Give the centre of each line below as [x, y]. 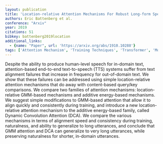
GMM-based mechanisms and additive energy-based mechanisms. [88, 95]
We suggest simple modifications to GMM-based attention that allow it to [78, 100]
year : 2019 [16, 28]
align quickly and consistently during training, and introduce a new [72, 105]
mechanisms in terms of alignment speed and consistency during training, [79, 120]
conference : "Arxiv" [26, 23]
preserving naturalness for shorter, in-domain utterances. [62, 136]
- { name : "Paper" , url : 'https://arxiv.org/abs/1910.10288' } [73, 46]
